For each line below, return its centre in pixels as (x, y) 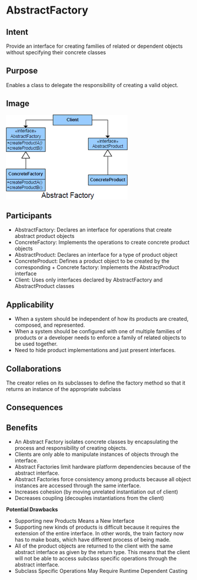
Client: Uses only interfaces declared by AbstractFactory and (89, 280)
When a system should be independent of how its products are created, (101, 319)
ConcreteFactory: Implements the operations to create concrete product (102, 243)
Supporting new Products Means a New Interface (74, 521)
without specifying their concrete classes (56, 52)
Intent (17, 32)
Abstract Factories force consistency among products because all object (103, 479)
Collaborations (34, 369)
